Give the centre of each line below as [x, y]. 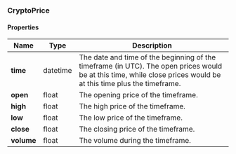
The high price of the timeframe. [132, 106]
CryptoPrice [29, 10]
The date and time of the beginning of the [147, 57]
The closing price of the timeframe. [137, 129]
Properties [23, 27]
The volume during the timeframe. [135, 141]
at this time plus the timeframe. [130, 84]
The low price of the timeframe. [131, 118]
